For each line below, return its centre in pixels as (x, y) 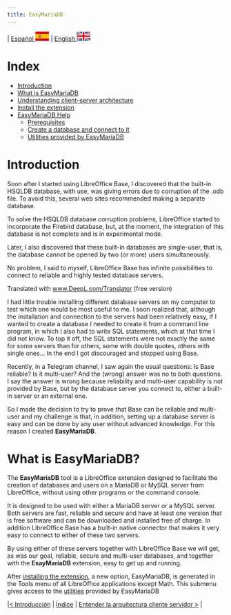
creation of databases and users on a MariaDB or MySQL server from (106, 485)
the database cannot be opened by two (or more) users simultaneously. (109, 254)
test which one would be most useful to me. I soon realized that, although (111, 309)
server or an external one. (50, 396)
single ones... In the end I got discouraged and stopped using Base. (103, 353)
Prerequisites (46, 122)
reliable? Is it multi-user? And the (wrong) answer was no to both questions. (115, 374)
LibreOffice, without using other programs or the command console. (104, 492)
